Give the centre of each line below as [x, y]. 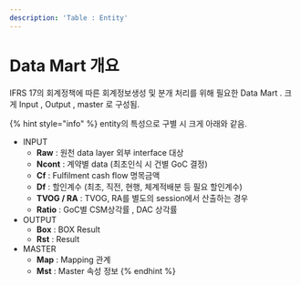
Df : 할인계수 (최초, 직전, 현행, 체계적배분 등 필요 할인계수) [140, 187]
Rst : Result [58, 239]
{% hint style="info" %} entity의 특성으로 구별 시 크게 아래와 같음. [129, 123]
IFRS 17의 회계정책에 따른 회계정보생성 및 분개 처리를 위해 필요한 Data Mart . [146, 93]
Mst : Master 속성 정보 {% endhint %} [106, 270]
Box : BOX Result [68, 229]
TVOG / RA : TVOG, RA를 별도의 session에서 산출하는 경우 [142, 198]
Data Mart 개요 [65, 66]
